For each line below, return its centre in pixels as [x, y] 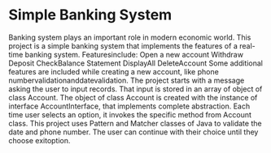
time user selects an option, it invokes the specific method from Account [130, 114]
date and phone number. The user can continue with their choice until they [133, 132]
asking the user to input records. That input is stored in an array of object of [135, 89]
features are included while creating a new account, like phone [114, 71]
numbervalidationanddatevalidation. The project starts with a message [127, 80]
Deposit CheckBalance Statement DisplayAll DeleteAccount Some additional [135, 63]
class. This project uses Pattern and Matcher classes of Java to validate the [135, 123]
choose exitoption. [39, 140]
